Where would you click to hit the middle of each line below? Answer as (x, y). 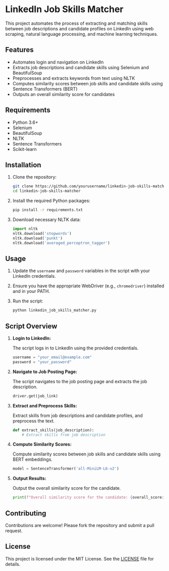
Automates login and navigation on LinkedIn (58, 62)
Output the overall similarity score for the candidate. (67, 488)
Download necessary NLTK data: (47, 220)
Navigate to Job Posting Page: (45, 372)
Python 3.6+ (25, 122)
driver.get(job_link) (35, 396)
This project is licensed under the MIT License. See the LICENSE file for (80, 558)
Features (19, 50)
